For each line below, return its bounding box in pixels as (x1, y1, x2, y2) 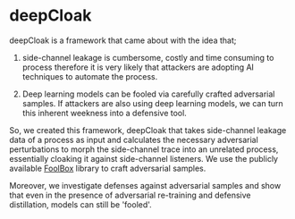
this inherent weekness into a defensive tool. (21, 107, 188, 118)
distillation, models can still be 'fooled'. (9, 198, 152, 210)
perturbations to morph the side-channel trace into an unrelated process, (9, 144, 279, 155)
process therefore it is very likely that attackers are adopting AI (21, 62, 255, 72)
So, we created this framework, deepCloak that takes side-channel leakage (9, 124, 287, 135)
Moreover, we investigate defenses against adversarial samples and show (9, 180, 282, 190)
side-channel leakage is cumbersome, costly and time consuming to (21, 52, 274, 63)
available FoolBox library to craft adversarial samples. (9, 163, 206, 173)
